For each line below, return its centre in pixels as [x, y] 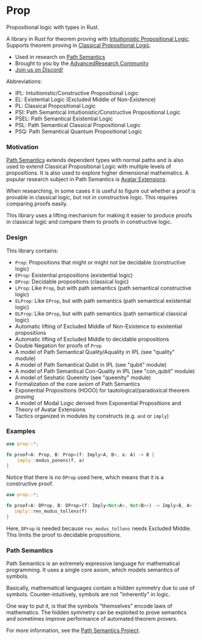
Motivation [23, 147]
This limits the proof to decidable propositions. [64, 535]
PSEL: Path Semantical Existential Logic [64, 119]
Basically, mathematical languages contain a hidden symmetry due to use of [101, 588]
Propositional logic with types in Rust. [53, 27]
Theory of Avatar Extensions [50, 409]
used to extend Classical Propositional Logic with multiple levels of [89, 167]
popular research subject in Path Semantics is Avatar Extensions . [87, 179]
